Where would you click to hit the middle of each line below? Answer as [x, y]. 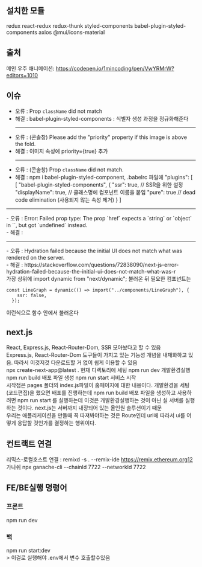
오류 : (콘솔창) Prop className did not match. [69, 170]
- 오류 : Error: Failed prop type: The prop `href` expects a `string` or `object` [99, 219]
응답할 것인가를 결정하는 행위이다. [57, 423]
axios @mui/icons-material [72, 32]
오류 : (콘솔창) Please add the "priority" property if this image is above [101, 137]
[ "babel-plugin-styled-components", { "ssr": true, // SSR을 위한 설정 [99, 185]
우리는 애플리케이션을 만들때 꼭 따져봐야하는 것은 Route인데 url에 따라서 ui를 [96, 415]
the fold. [25, 144]
